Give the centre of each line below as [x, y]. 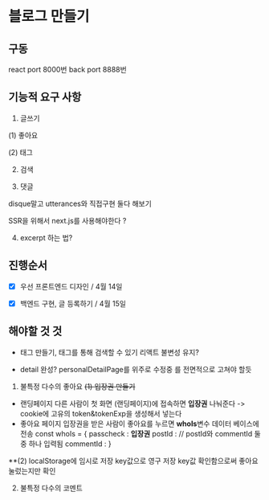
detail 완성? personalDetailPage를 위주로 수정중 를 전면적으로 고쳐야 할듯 [136, 369]
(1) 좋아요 [23, 135]
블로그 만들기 [49, 16]
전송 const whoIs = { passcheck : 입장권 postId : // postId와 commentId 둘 [140, 433]
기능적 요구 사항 [45, 97]
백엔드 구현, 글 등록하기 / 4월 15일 [73, 303]
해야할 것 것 [35, 332]
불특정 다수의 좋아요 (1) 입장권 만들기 [77, 386]
